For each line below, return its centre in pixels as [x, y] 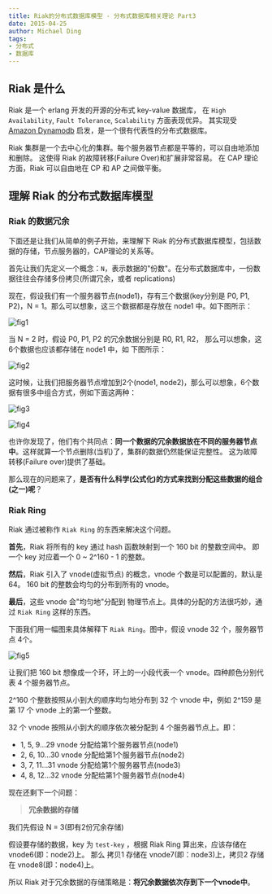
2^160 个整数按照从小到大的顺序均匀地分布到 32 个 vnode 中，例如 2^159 [131, 699]
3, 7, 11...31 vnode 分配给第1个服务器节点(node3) [100, 765]
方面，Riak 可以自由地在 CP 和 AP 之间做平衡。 [87, 168]
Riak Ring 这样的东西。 [56, 611]
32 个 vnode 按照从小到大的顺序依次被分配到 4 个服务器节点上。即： [123, 727]
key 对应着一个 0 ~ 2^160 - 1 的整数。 [87, 557]
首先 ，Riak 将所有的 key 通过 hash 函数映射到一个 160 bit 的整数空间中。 [130, 546]
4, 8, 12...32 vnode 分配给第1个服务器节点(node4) [102, 775]
